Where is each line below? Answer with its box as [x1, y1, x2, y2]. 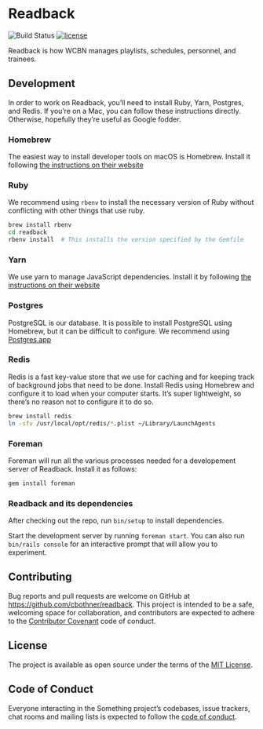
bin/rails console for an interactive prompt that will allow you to [8, 539, 218, 549]
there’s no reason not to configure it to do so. [8, 397, 155, 406]
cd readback [8, 228, 47, 236]
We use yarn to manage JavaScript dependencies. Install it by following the [8, 272, 252, 282]
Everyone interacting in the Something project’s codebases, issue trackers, [8, 703, 250, 713]
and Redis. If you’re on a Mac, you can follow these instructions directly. [8, 106, 241, 115]
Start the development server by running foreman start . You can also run [8, 531, 245, 541]
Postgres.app [8, 334, 52, 344]
